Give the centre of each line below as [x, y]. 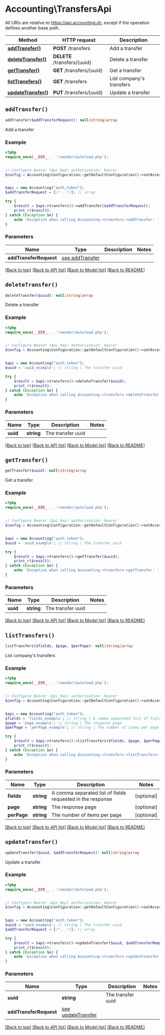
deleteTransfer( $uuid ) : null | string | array [49, 295]
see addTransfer [81, 258]
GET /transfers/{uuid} [78, 70]
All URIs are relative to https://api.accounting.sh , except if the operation [77, 23]
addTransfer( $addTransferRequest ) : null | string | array [61, 120]
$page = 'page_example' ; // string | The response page [63, 723]
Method [28, 40]
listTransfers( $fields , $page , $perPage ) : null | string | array [69, 646]
